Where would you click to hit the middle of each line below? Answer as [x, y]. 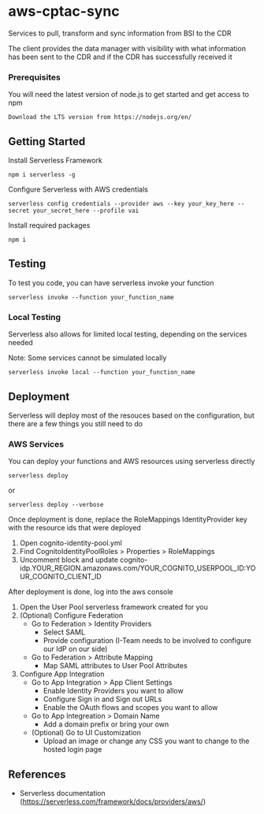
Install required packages [49, 225]
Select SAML [64, 632]
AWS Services [36, 444]
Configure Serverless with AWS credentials [78, 190]
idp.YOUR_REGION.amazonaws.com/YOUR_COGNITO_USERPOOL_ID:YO [138, 568]
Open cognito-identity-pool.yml [71, 543]
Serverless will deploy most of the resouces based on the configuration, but [131, 415]
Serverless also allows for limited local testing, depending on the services [128, 334]
